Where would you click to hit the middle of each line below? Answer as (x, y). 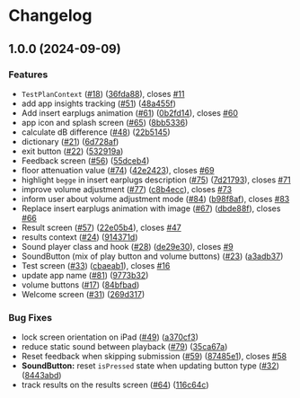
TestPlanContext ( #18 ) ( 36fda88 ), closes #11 (103, 93)
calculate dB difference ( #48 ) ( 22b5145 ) (96, 132)
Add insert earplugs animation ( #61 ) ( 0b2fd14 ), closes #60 (130, 112)
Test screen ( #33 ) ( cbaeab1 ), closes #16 (96, 265)
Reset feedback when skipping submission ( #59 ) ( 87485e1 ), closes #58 (154, 357)
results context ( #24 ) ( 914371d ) (79, 237)
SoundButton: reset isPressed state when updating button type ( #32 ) (150, 366)
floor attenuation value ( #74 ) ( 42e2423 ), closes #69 (118, 170)
